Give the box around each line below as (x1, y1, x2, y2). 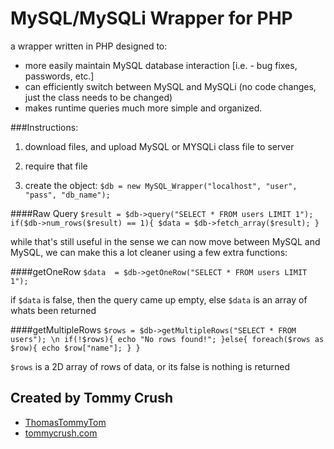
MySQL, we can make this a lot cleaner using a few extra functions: (10, 246, 288, 258)
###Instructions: (10, 121, 79, 133)
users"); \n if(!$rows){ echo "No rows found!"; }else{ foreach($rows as (10, 334, 325, 344)
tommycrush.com (24, 427, 98, 439)
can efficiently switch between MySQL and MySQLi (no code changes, (24, 80, 317, 92)
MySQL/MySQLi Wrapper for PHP (10, 7, 293, 30)
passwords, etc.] (24, 70, 95, 82)
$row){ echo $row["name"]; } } (10, 343, 141, 353)
